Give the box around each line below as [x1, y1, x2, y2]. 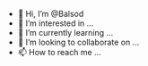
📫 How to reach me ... [17, 47, 101, 57]
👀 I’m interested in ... [17, 18, 94, 29]
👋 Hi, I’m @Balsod [17, 9, 84, 19]
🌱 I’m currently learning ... [17, 28, 114, 37]
